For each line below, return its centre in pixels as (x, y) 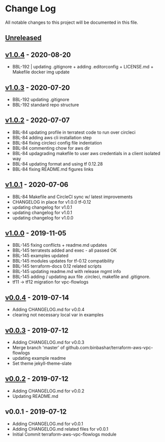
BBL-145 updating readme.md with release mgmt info (67, 272)
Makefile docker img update (41, 72)
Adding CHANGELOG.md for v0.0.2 (48, 391)
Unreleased (24, 38)
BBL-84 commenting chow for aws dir (51, 148)
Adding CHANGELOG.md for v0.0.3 (48, 342)
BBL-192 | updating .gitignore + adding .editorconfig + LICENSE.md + (83, 67)
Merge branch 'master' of (38, 348)
